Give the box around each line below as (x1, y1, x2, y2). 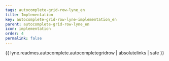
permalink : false (5, 36, 42, 41)
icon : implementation (5, 26, 51, 32)
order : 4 (5, 31, 24, 36)
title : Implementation (5, 12, 53, 17)
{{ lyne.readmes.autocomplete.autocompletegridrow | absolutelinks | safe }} (5, 49, 164, 56)
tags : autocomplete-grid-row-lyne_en (5, 7, 85, 13)
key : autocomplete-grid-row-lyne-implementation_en (5, 17, 117, 22)
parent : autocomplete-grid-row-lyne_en (5, 21, 90, 27)
